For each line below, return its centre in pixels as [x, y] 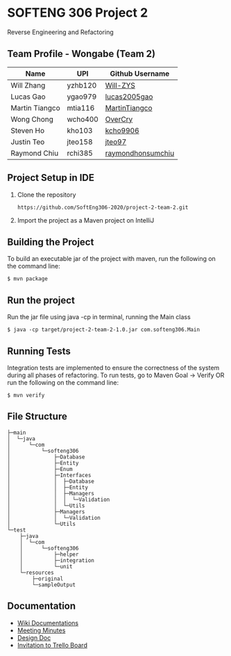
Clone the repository [46, 194]
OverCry [119, 119]
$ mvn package [28, 279]
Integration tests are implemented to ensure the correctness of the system [113, 368]
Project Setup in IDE [51, 178]
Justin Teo [28, 142]
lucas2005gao [129, 97]
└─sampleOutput [54, 585]
